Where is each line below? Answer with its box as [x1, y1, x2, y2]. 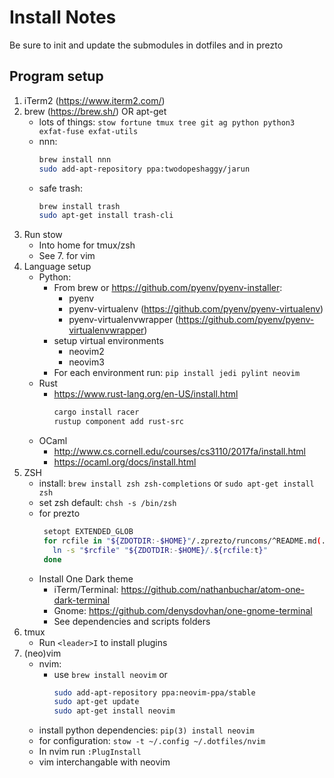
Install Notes [9, 6, 117, 29]
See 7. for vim [38, 250, 96, 262]
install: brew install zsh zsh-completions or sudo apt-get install [38, 477, 315, 489]
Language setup [23, 261, 92, 273]
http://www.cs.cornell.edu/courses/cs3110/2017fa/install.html [53, 446, 307, 457]
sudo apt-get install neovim [53, 706, 176, 716]
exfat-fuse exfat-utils [38, 126, 139, 136]
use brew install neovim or [53, 668, 168, 680]
